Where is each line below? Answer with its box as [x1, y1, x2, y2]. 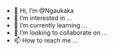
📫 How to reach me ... [13, 37, 78, 44]
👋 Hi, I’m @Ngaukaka [13, 7, 74, 14]
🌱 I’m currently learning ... [13, 21, 88, 29]
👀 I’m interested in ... [13, 14, 73, 22]
